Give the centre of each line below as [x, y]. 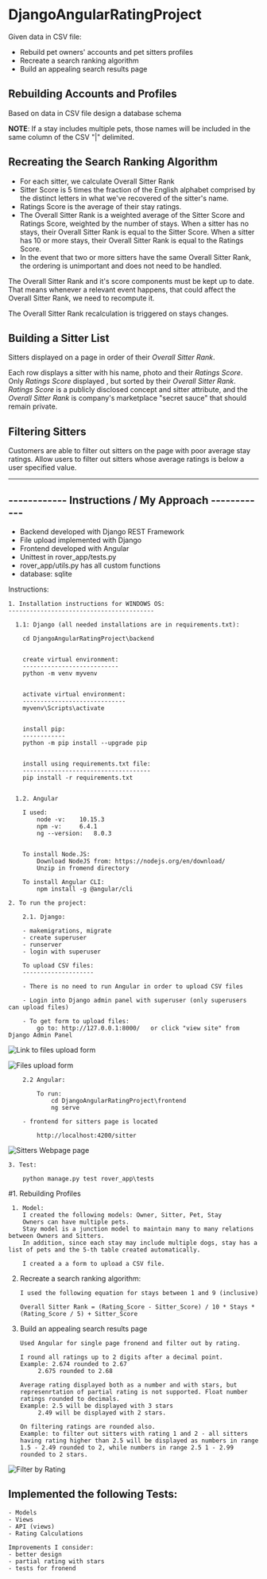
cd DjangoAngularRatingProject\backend [89, 638]
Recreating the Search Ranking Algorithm [113, 162]
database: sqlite [46, 574]
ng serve [65, 1108]
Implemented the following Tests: [93, 1494]
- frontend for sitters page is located [90, 1122]
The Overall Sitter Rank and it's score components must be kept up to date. [131, 281]
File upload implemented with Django [80, 540]
